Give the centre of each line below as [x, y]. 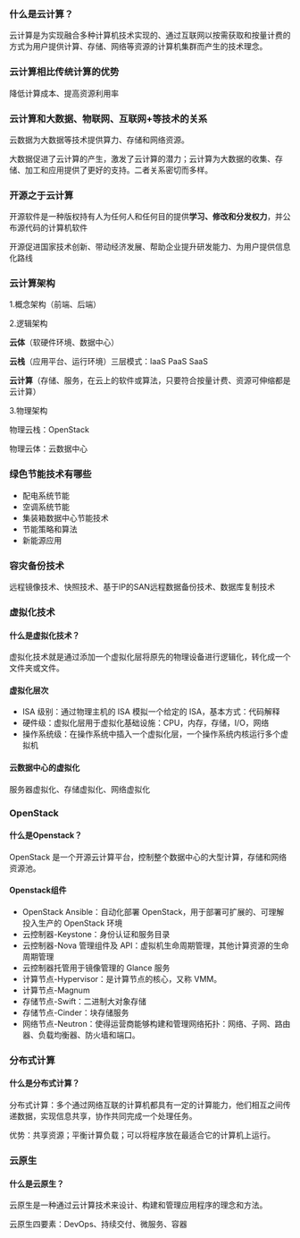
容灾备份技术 [37, 566]
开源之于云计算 [42, 195]
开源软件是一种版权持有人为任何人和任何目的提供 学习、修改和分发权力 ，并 [146, 217]
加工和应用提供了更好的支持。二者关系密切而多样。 [118, 170]
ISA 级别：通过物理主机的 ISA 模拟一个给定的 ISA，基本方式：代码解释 [151, 712]
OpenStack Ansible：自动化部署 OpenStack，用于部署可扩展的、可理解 [153, 911]
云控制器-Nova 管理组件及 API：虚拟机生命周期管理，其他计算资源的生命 [155, 945]
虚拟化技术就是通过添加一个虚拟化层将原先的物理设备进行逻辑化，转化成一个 [150, 657]
